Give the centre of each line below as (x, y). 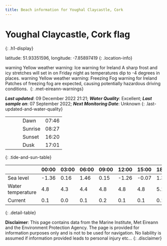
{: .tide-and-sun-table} (29, 157)
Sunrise (32, 128)
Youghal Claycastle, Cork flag (68, 34)
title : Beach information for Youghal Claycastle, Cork (64, 10)
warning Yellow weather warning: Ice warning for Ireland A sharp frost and (81, 67)
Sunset (31, 136)
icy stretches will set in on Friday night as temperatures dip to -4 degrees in (83, 73)
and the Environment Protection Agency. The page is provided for (72, 228)
